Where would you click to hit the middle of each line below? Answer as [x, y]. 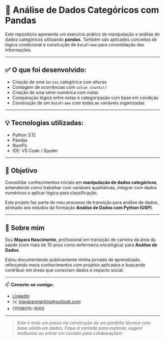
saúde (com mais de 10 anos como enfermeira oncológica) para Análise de [81, 245]
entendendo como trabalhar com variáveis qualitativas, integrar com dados [81, 188]
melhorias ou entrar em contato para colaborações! [70, 333]
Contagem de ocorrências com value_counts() [59, 87]
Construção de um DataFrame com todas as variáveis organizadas [78, 102]
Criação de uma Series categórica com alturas [59, 82]
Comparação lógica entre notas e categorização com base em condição [85, 98]
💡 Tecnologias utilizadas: [44, 123]
